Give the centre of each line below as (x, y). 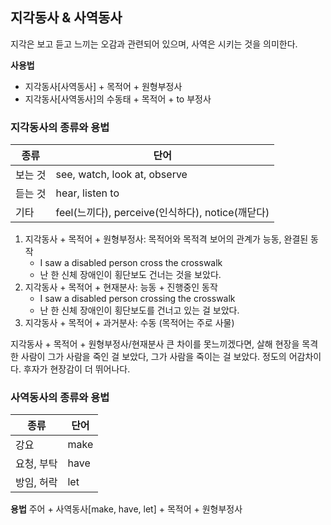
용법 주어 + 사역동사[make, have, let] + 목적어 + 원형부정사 (126, 509)
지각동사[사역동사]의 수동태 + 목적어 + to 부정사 (118, 99)
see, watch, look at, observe (121, 175)
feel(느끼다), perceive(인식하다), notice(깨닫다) (162, 213)
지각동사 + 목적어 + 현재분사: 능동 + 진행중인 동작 (121, 287)
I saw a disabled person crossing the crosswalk (137, 299)
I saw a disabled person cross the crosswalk (131, 263)
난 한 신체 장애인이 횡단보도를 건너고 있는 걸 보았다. (139, 310)
